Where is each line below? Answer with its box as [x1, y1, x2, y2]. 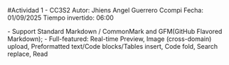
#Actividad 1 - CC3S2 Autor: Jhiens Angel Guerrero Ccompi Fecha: [7, 6, 204, 14]
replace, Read [7, 49, 48, 58]
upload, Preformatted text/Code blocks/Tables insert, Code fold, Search [7, 42, 218, 50]
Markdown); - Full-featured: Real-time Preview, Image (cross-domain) [7, 35, 212, 43]
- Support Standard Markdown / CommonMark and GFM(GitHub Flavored [7, 28, 223, 35]
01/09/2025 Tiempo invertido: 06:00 [7, 13, 114, 22]
